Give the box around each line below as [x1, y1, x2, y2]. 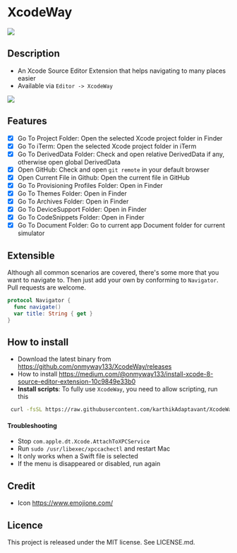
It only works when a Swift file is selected [17, 452, 139, 460]
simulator [17, 229, 45, 237]
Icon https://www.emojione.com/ [17, 499, 114, 507]
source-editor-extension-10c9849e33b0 [17, 377, 136, 386]
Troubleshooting [7, 421, 58, 429]
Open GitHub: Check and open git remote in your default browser [17, 165, 209, 174]
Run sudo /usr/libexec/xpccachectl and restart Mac [17, 444, 171, 453]
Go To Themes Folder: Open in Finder [17, 189, 127, 198]
